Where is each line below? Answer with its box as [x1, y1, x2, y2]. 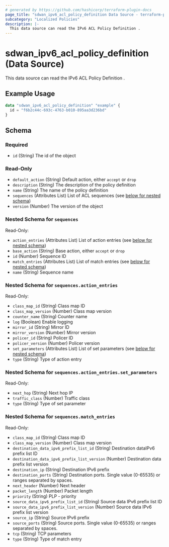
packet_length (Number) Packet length [12, 488, 93, 494]
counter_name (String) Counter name [12, 314, 88, 320]
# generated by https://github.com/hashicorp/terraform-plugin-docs [5, 7, 152, 13]
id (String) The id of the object [12, 153, 76, 159]
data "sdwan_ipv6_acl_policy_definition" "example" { [5, 103, 121, 108]
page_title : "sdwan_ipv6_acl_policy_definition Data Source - [5, 12, 138, 17]
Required [5, 141, 28, 148]
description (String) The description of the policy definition [12, 182, 136, 188]
